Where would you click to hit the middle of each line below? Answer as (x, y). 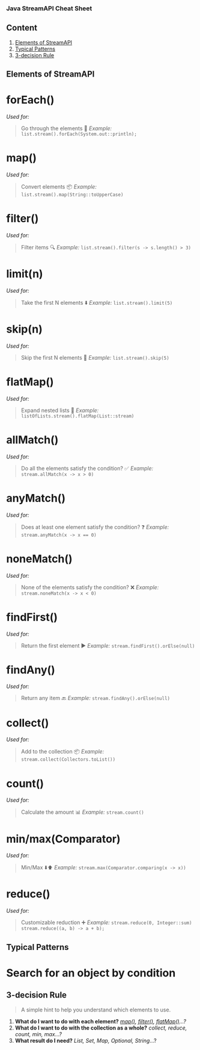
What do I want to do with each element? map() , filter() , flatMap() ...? (100, 1021)
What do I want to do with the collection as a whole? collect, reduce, (101, 1028)
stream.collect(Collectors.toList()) (68, 760)
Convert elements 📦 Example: (59, 187)
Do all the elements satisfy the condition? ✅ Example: (87, 468)
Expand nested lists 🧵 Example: (60, 410)
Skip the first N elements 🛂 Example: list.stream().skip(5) (95, 357)
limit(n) (25, 274)
